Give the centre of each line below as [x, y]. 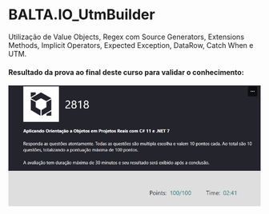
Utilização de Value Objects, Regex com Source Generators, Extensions [126, 37]
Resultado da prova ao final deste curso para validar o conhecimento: [126, 72]
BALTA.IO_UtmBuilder [82, 15]
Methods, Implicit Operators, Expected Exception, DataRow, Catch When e [131, 45]
